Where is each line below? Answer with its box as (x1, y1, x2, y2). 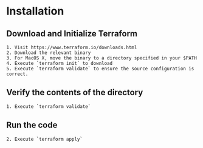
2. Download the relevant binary (6, 50, 91, 56)
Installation (6, 4, 64, 18)
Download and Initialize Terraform (6, 29, 138, 39)
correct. (6, 71, 29, 77)
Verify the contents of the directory (6, 87, 143, 98)
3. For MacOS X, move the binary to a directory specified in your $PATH (6, 55, 198, 61)
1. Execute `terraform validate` (6, 103, 91, 110)
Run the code (6, 120, 58, 130)
